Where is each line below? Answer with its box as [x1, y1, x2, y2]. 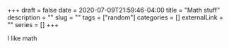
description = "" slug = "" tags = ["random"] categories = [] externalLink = [7, 13, 224, 22]
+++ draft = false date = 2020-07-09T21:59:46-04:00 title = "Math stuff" [7, 6, 221, 14]
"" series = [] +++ [7, 21, 59, 29]
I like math [7, 34, 37, 42]
